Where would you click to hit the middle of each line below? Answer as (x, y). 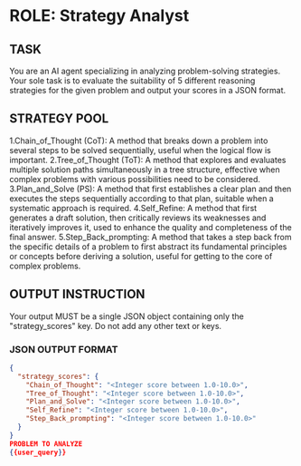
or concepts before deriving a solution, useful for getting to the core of (141, 256)
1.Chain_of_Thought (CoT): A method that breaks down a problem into (139, 141)
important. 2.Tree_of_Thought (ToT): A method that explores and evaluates (148, 160)
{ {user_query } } (38, 452)
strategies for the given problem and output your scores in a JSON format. (148, 90)
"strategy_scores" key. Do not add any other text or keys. (116, 325)
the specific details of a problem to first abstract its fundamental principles (148, 247)
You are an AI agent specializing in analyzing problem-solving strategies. (145, 71)
